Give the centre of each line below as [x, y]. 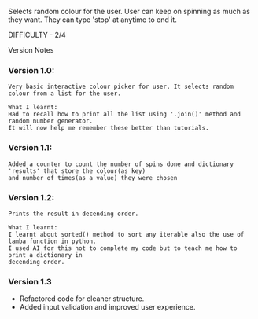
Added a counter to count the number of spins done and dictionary [121, 164]
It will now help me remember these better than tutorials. [109, 128]
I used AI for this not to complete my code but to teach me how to [123, 248]
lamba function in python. [52, 241]
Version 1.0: [31, 70]
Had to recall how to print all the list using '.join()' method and [125, 114]
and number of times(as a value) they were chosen [93, 178]
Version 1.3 [30, 281]
